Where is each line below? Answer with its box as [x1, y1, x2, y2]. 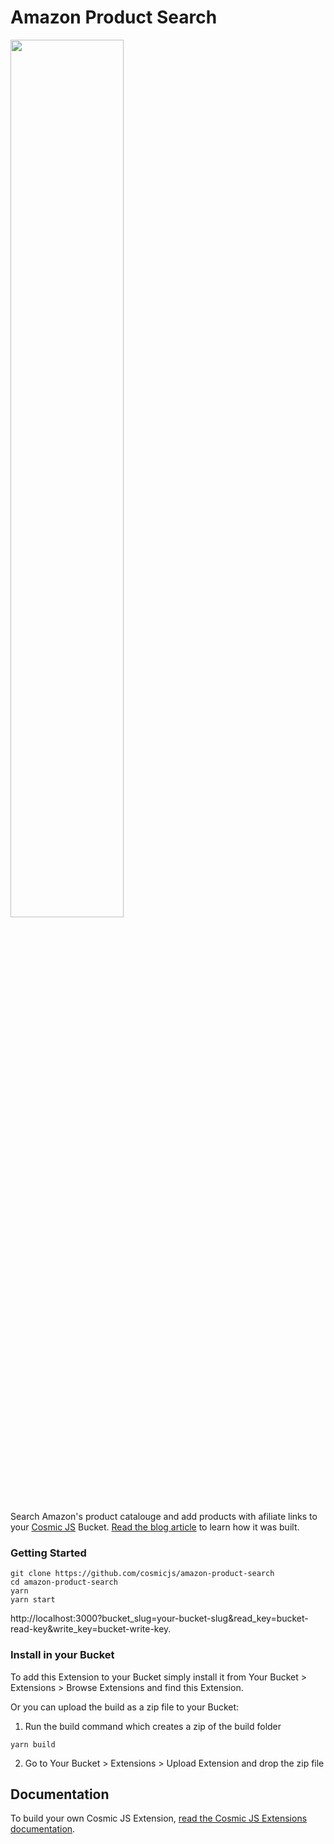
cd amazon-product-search [10, 1577, 118, 1588]
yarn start [10, 1595, 56, 1605]
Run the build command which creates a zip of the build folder [24, 1720, 282, 1732]
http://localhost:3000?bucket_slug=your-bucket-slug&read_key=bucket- [10, 1612, 309, 1625]
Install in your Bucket [10, 1648, 115, 1662]
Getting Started [10, 1546, 87, 1560]
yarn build [10, 1739, 56, 1750]
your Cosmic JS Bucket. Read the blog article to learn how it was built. [10, 1521, 300, 1533]
